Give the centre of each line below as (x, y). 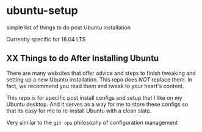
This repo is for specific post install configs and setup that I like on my (94, 97)
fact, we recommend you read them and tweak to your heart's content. (95, 86)
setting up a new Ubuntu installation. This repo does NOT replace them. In (99, 79)
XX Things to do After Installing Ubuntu (83, 58)
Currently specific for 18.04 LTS (46, 39)
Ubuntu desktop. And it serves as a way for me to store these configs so (97, 104)
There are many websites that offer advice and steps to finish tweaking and (101, 73)
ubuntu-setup (42, 11)
